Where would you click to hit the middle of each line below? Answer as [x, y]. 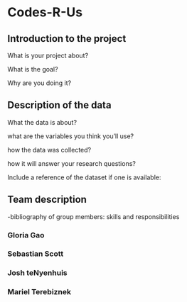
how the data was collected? [49, 150]
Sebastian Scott [36, 254]
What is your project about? [48, 55]
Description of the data [59, 105]
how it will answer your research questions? [72, 163]
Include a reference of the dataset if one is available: [84, 177]
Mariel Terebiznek [39, 292]
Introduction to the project [67, 39]
